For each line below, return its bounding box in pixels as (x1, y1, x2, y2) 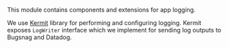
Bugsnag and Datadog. (7, 33, 72, 41)
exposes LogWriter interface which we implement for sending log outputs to (7, 26, 222, 34)
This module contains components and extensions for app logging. (7, 6, 196, 14)
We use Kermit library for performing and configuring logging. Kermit (7, 19, 202, 26)
